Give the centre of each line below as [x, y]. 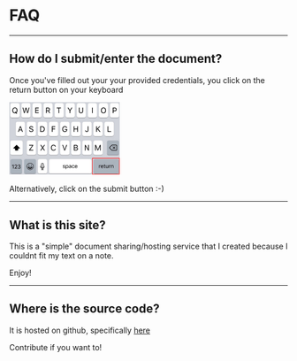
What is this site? [57, 225]
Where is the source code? [84, 309]
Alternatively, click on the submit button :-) [87, 189]
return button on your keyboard [66, 89]
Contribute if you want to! [56, 347]
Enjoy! [21, 273]
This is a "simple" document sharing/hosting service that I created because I [148, 246]
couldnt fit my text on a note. [61, 255]
